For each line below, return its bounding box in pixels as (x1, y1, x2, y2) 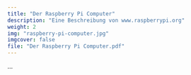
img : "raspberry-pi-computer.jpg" (7, 29, 110, 37)
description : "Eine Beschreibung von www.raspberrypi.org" (7, 17, 185, 24)
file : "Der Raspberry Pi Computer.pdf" (7, 43, 125, 50)
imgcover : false (7, 36, 55, 43)
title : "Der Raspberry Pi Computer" (7, 10, 115, 18)
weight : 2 (7, 23, 37, 30)
